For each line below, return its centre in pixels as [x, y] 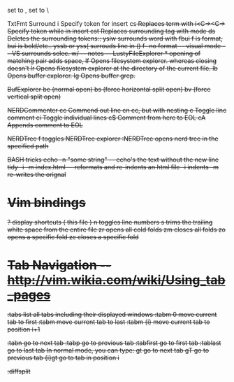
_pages [29, 295]
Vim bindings [46, 203]
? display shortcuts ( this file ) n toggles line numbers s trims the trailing [110, 222]
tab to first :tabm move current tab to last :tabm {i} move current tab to [109, 322]
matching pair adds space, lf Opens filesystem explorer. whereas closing [112, 61]
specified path [28, 146]
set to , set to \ [28, 10]
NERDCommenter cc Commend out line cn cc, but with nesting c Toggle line [117, 110]
